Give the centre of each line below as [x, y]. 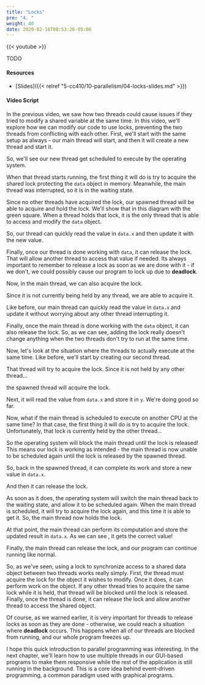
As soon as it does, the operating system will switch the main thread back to [102, 498]
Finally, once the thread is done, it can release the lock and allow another [99, 599]
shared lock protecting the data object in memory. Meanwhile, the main [96, 183]
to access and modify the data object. [54, 221]
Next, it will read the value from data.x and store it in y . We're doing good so [102, 399]
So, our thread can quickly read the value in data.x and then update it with [100, 233]
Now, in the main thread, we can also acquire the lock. [75, 283]
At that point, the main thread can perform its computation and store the [97, 530]
